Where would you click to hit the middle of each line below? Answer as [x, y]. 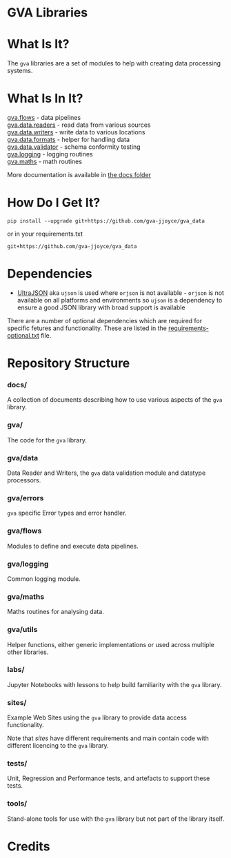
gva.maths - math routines [45, 162]
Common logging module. [44, 579]
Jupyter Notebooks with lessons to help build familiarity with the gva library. [114, 684]
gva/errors [26, 498]
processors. [24, 480]
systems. [20, 71]
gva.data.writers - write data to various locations [76, 132]
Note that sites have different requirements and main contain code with [108, 738]
